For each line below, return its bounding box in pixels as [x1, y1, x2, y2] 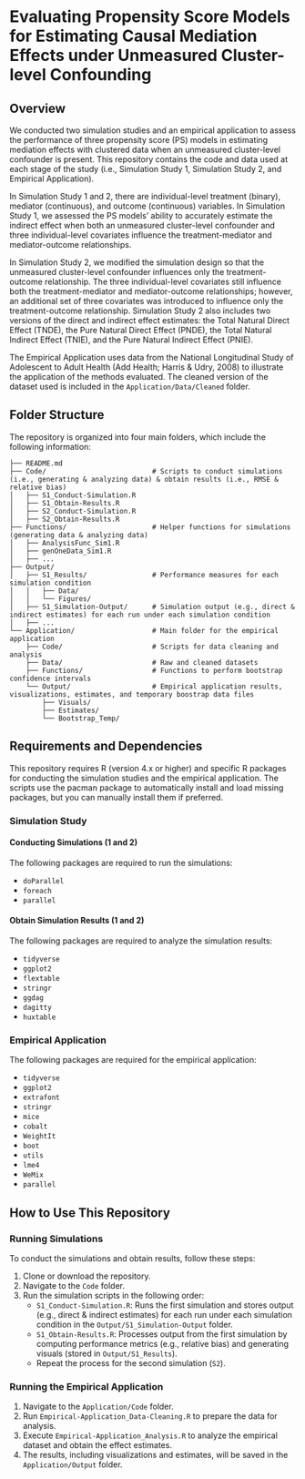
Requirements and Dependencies [9, 739, 203, 754]
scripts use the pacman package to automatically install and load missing [9, 781, 284, 793]
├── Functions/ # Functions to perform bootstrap [25, 666, 283, 675]
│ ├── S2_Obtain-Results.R [9, 515, 120, 524]
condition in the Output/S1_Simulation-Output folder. [36, 1319, 234, 1330]
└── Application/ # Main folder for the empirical [9, 626, 280, 635]
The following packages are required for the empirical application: [9, 1055, 257, 1066]
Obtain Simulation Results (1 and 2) [9, 915, 145, 926]
